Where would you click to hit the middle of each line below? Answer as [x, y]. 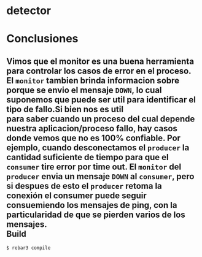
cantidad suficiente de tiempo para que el [87, 157]
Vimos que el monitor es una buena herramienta [100, 61]
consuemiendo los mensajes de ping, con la [92, 205]
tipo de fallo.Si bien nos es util [65, 109]
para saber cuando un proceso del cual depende [101, 119]
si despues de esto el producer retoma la [84, 186]
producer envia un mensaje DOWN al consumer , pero [100, 176]
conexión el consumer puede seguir [77, 195]
